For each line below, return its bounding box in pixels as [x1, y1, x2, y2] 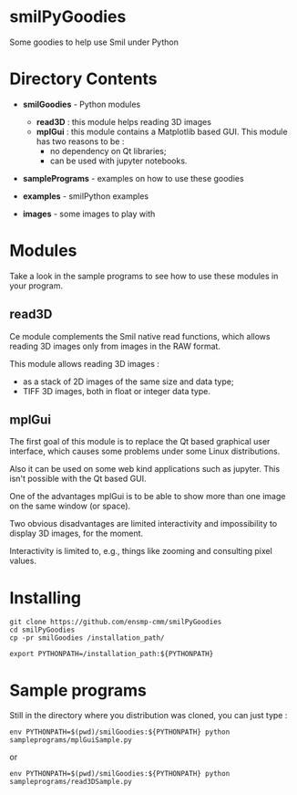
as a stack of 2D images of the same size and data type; [22, 376, 234, 387]
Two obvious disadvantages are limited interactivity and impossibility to [9, 518, 278, 529]
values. [9, 555, 36, 567]
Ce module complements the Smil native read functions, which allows [9, 330, 271, 341]
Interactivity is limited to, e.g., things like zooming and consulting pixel [9, 546, 273, 557]
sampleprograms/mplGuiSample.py [9, 736, 132, 745]
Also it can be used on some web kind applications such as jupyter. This [9, 464, 281, 475]
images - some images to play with [22, 208, 156, 219]
